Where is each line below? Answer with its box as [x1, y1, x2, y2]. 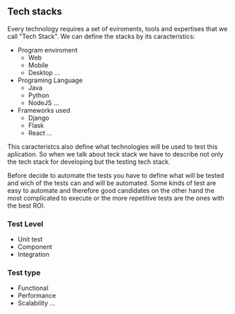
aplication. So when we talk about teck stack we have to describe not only [7, 150, 224, 158]
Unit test [17, 235, 42, 244]
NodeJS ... [28, 99, 59, 107]
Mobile [28, 60, 49, 69]
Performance [17, 291, 57, 300]
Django [28, 113, 50, 122]
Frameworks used [17, 106, 71, 114]
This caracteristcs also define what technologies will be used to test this [7, 142, 218, 151]
